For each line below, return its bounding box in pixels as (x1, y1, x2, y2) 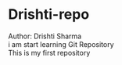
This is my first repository (8, 48, 91, 57)
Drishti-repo (8, 5, 90, 23)
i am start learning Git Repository (8, 39, 115, 49)
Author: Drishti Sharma (8, 31, 82, 41)
